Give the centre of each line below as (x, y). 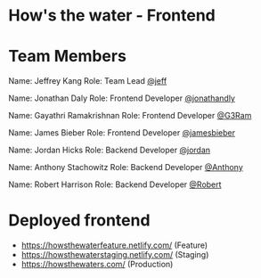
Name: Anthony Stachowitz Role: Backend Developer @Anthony (126, 168)
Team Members (67, 57)
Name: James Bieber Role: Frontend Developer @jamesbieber (122, 133)
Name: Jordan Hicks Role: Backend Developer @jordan (110, 150)
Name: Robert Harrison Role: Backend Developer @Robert (115, 184)
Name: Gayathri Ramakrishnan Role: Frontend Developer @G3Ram (130, 116)
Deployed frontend (79, 221)
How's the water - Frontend (112, 16)
